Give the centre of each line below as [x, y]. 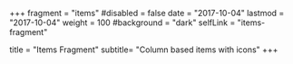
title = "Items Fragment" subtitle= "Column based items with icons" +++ [144, 50]
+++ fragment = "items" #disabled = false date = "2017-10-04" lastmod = [147, 13]
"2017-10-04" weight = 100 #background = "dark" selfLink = [122, 23]
